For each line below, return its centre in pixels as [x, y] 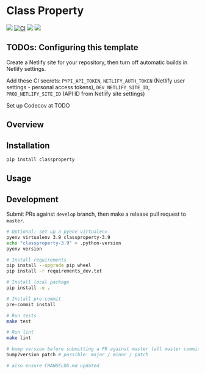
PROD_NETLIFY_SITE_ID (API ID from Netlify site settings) [76, 94]
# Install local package [38, 282]
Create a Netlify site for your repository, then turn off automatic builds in [97, 62]
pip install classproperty [41, 159]
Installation [28, 145]
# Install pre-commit [34, 299]
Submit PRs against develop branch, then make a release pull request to [96, 214]
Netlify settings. [26, 68]
